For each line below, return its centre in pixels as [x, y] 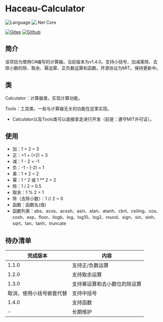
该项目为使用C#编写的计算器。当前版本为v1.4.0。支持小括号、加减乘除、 [79, 62]
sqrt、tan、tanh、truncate [39, 223]
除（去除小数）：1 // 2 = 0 [38, 198]
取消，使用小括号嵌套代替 [38, 293]
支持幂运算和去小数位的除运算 [107, 284]
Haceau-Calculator [45, 9]
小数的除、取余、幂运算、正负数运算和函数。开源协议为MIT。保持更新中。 [85, 68]
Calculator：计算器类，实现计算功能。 [44, 98]
